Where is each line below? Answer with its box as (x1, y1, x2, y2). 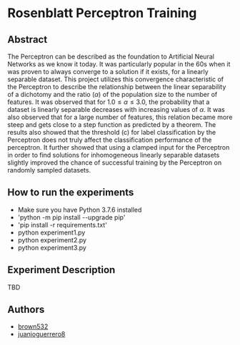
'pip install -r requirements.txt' (17, 220, 107, 229)
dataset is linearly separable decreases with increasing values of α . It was (7, 105, 225, 113)
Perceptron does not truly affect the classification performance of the (7, 135, 212, 144)
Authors (7, 304, 45, 316)
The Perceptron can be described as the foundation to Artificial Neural (7, 52, 214, 61)
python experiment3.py (17, 243, 87, 252)
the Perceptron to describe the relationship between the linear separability (7, 83, 226, 91)
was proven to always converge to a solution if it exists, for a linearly (7, 68, 209, 76)
